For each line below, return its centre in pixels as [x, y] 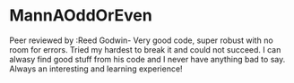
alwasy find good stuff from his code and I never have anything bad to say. [147, 59]
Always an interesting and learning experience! [96, 69]
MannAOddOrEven [81, 16]
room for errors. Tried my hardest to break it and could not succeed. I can [145, 49]
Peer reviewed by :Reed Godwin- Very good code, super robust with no [141, 40]
